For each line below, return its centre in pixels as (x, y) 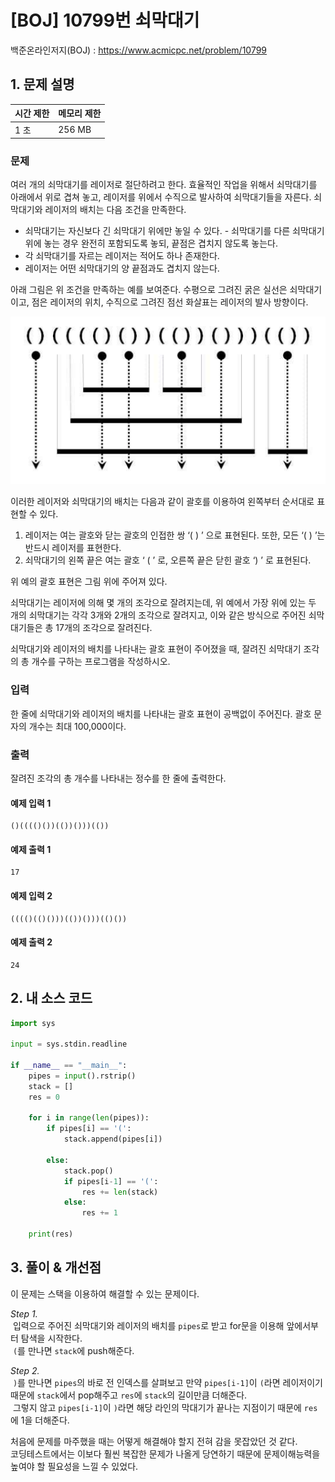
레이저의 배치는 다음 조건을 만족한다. (115, 210)
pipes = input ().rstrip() (82, 1076)
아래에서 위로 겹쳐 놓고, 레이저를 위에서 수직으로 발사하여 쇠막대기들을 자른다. (161, 197)
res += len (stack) (120, 1192)
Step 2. (25, 1370)
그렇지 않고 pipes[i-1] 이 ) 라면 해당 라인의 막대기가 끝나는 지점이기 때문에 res (165, 1407)
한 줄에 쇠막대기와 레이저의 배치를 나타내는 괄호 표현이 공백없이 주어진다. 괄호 (161, 713)
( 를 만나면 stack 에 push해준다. (73, 1350)
